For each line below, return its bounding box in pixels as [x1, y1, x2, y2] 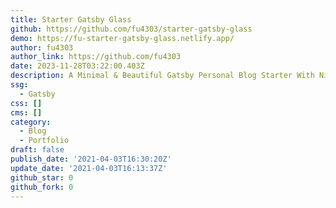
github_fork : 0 [10, 182, 74, 192]
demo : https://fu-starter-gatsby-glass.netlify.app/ [10, 33, 235, 43]
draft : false [10, 145, 65, 155]
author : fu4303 [10, 42, 74, 53]
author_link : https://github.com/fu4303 [10, 52, 182, 62]
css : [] [10, 98, 43, 108]
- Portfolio [19, 136, 70, 146]
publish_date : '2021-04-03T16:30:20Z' [10, 154, 172, 164]
